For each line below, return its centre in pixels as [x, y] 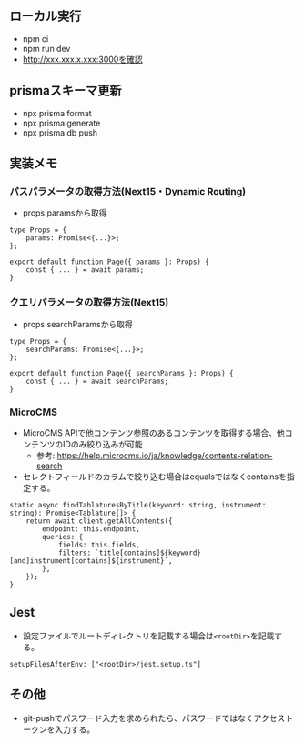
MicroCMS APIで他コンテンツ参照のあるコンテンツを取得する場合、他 [153, 432]
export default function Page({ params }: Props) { [109, 262]
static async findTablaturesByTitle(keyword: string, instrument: [138, 505]
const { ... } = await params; [85, 270]
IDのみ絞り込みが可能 [102, 444]
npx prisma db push [60, 132]
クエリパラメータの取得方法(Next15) [89, 303]
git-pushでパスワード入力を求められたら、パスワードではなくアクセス [154, 718]
